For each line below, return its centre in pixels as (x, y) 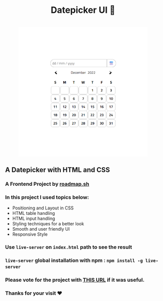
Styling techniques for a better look (48, 224)
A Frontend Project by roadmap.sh (47, 184)
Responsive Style (30, 234)
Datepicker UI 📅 (83, 10)
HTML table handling (34, 213)
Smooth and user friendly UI (41, 229)
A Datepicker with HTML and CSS (58, 170)
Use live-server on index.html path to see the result (69, 247)
